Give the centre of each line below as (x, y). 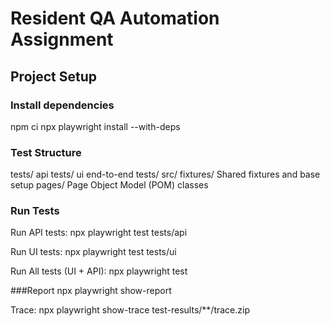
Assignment (62, 39)
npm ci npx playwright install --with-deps (95, 126)
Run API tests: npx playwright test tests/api (99, 233)
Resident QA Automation (115, 18)
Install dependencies (62, 105)
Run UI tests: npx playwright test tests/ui (93, 252)
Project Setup (54, 76)
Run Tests (35, 211)
